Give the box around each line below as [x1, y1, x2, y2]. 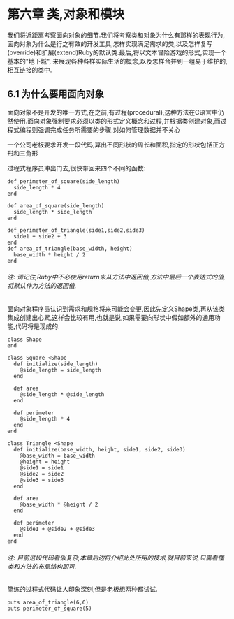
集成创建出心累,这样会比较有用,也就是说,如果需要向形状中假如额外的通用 [7, 313, 215, 321]
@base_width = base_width [20, 452, 96, 459]
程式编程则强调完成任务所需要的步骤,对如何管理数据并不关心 [7, 125, 181, 133]
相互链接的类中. [7, 66, 52, 74]
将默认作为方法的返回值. [7, 282, 77, 290]
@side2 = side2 [20, 470, 64, 477]
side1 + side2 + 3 [13, 233, 68, 240]
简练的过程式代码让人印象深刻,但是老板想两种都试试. [7, 585, 159, 594]
